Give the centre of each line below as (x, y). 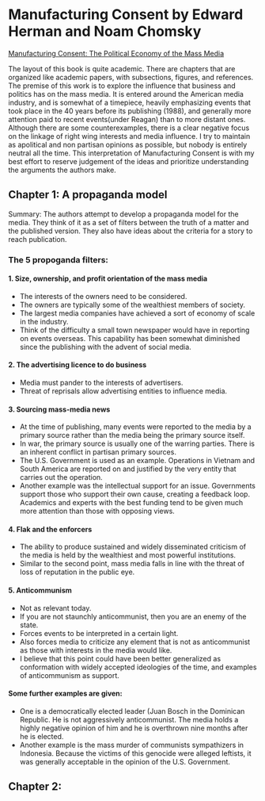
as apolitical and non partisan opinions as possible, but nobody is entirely (128, 144)
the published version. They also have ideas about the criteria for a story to (131, 231)
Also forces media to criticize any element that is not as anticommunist (135, 642)
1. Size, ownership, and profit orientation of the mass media (108, 278)
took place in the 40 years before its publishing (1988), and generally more (130, 111)
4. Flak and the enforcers (50, 529)
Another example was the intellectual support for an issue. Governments (137, 486)
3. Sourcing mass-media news (59, 409)
